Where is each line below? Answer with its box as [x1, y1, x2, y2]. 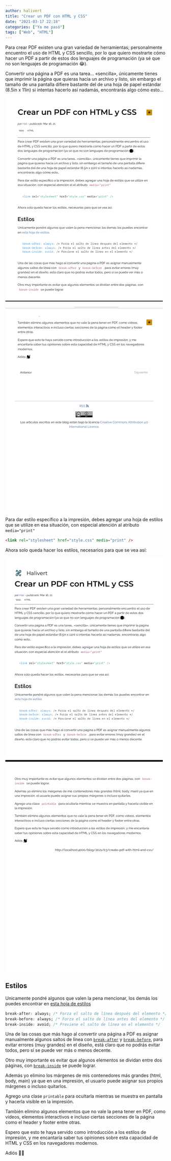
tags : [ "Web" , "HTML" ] [5, 30, 53, 35]
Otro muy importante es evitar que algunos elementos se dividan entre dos [5, 1057, 162, 1064]
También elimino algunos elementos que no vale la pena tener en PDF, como [5, 1108, 166, 1115]
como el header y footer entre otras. [5, 1119, 81, 1125]
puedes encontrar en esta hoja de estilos [5, 1000, 91, 1006]
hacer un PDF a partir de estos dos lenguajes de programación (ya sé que [5, 55, 160, 61]
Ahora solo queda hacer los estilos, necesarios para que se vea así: [5, 547, 147, 553]
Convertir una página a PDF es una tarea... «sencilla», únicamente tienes [5, 70, 158, 77]
